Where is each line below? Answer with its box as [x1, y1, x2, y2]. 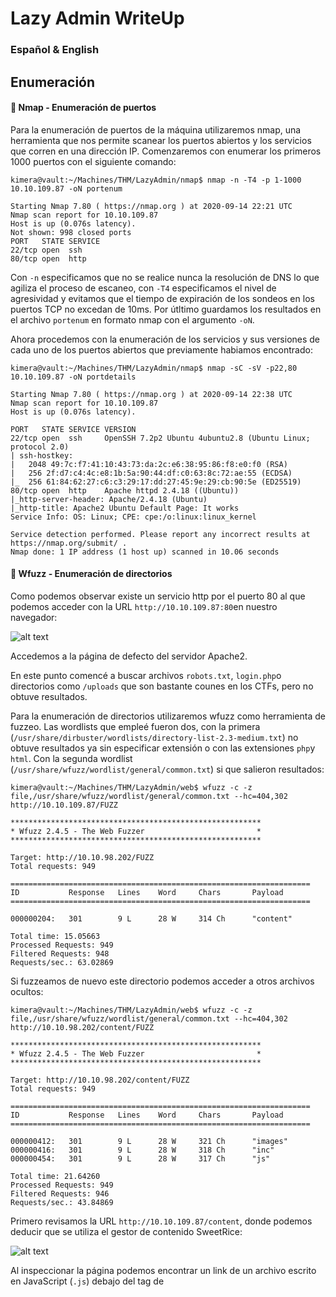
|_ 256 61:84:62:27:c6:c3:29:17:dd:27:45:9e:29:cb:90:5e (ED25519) [10, 477, 302, 487]
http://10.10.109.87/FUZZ [10, 800, 118, 810]
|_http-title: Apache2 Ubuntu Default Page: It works [10, 503, 240, 513]
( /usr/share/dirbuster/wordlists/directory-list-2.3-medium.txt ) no [10, 731, 299, 743]
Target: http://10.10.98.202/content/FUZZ [10, 1075, 190, 1085]
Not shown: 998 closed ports [10, 227, 132, 237]
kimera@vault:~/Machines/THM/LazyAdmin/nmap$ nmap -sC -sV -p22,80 [10, 363, 298, 373]
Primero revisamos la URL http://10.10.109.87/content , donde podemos [10, 1215, 313, 1227]
